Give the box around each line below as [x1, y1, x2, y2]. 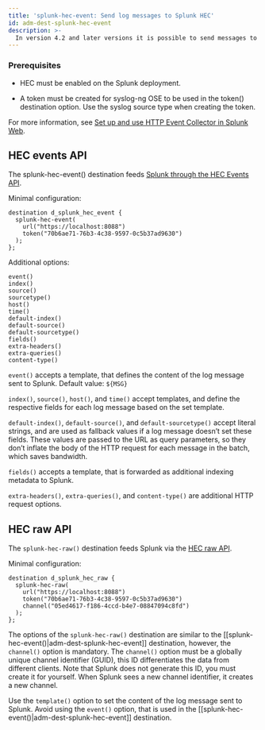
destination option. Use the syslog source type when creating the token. [19, 102, 256, 111]
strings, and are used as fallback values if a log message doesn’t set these [8, 427, 252, 436]
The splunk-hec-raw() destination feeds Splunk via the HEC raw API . [8, 543, 232, 553]
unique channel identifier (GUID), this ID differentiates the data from [8, 655, 230, 665]
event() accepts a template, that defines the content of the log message [8, 370, 244, 380]
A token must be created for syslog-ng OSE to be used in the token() [19, 93, 244, 103]
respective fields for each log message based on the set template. [8, 403, 225, 412]
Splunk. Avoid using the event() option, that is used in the [8, 705, 197, 714]
